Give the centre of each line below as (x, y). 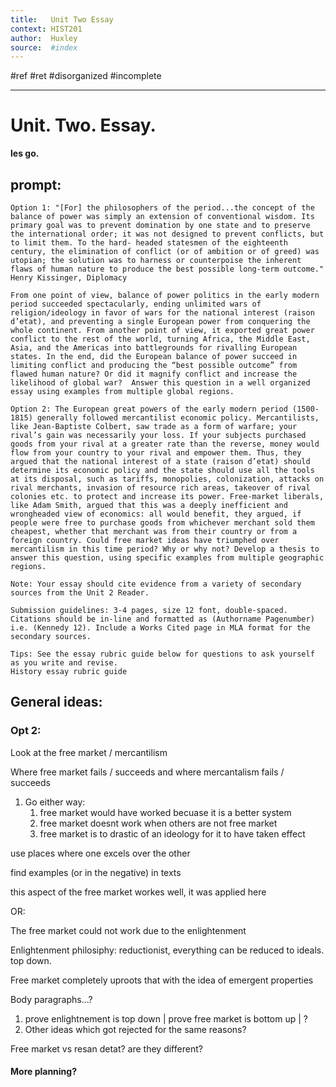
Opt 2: (26, 731)
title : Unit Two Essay (62, 19)
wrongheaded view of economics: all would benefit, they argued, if (156, 514)
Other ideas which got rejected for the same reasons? (135, 1029)
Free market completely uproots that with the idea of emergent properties (162, 980)
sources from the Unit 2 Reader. (80, 593)
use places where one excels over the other (100, 853)
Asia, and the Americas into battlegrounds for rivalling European (154, 348)
